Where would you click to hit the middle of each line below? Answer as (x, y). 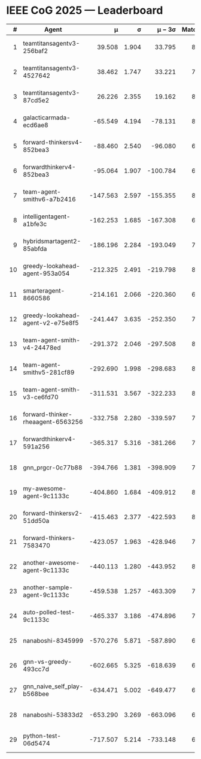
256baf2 (36, 50)
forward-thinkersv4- (53, 142)
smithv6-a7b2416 (49, 199)
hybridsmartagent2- (52, 241)
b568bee (36, 694)
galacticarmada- (47, 118)
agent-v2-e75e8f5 (51, 323)
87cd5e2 (36, 100)
